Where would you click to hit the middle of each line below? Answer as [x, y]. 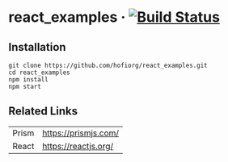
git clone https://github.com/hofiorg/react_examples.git [108, 65]
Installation [37, 47]
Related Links [43, 112]
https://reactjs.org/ [78, 146]
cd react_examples [39, 73]
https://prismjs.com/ [80, 133]
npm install [28, 80]
